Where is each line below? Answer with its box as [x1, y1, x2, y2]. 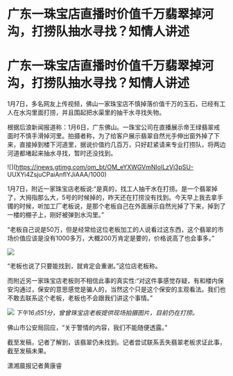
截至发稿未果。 [7, 347, 50, 355]
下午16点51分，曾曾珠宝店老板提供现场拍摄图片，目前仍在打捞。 [15, 309, 199, 317]
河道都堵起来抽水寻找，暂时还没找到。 [7, 149, 116, 157]
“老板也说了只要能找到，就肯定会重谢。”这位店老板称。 [7, 262, 162, 271]
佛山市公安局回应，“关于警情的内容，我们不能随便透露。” [7, 323, 168, 332]
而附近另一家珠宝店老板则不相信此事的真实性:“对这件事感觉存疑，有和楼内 [7, 277, 218, 285]
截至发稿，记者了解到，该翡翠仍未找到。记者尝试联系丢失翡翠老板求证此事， [7, 338, 226, 347]
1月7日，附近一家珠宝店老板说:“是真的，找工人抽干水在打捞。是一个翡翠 [7, 185, 212, 193]
